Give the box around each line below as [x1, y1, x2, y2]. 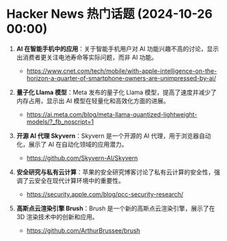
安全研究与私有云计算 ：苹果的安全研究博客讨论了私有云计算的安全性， [16, 168, 215, 176]
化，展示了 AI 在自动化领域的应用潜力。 [16, 140, 128, 148]
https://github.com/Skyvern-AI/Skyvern [26, 154, 138, 162]
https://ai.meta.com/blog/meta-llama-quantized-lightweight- [26, 110, 198, 118]
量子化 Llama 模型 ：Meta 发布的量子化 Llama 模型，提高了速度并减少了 [16, 88, 217, 96]
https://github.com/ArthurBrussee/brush [26, 226, 141, 234]
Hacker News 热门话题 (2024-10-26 [6, 6, 213, 22]
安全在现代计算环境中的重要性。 [34, 176, 124, 184]
